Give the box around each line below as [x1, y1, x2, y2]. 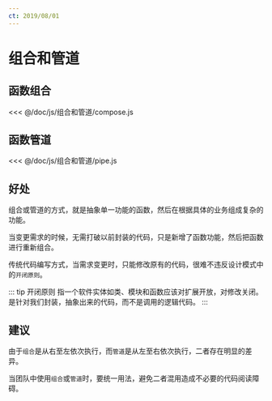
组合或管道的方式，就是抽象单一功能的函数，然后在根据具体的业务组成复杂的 [8, 205, 264, 215]
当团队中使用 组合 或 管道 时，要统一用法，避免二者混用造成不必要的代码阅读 [8, 373, 253, 383]
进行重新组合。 [8, 242, 58, 252]
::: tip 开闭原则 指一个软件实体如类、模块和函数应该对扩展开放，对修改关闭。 [8, 287, 263, 296]
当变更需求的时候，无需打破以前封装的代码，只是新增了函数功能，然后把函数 [8, 232, 264, 242]
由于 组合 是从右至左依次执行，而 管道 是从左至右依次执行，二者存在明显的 [8, 346, 245, 356]
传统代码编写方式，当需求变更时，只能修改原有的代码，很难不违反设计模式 [8, 260, 257, 270]
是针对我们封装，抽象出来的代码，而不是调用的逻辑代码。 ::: [8, 297, 209, 307]
